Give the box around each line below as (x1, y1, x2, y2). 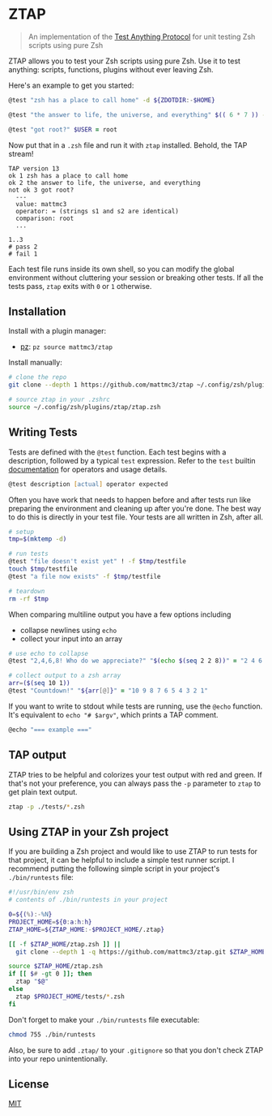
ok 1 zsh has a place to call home (8, 171, 129, 179)
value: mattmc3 (15, 200, 67, 208)
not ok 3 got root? (8, 186, 74, 194)
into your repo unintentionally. (8, 1054, 108, 1063)
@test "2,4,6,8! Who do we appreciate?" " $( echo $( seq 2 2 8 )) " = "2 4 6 (8, 657, 263, 666)
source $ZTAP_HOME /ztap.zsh (8, 963, 104, 971)
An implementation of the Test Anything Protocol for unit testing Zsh (28, 32, 256, 41)
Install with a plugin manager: (8, 326, 107, 336)
